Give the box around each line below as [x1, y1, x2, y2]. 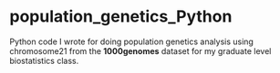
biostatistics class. [9, 55, 79, 66]
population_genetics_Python [9, 6, 233, 27]
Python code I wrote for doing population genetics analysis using [9, 36, 254, 47]
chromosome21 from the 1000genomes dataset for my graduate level [9, 45, 272, 56]
